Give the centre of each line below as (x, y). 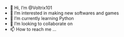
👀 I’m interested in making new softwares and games (64, 13)
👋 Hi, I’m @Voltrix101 (31, 8)
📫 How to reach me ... (33, 29)
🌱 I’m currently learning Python (42, 18)
